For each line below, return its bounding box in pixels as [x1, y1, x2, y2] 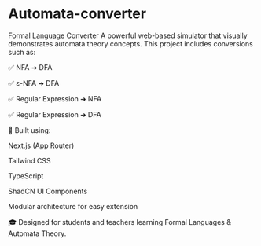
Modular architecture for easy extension [8, 201, 138, 211]
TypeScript [8, 171, 44, 181]
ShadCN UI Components [8, 186, 88, 196]
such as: [8, 47, 36, 57]
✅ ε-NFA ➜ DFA [8, 78, 60, 87]
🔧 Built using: [8, 125, 51, 134]
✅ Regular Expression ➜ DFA [8, 109, 102, 119]
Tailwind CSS [8, 156, 51, 165]
